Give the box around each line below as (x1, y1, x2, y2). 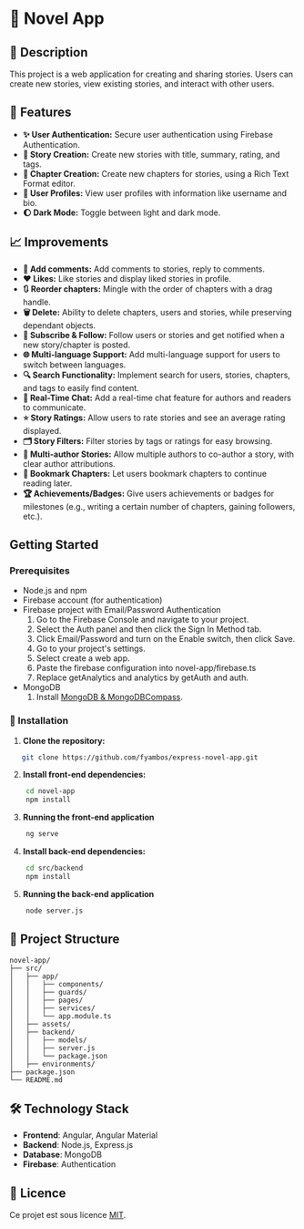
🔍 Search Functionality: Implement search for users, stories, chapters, (22, 369, 291, 380)
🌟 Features (9, 105, 72, 120)
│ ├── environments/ (9, 1059, 96, 1069)
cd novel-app (25, 787, 76, 796)
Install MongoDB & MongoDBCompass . (35, 692, 184, 703)
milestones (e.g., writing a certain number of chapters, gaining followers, (22, 501, 296, 511)
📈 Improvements (9, 234, 109, 250)
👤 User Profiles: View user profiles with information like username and (22, 187, 288, 199)
